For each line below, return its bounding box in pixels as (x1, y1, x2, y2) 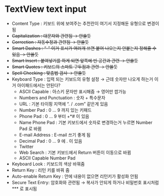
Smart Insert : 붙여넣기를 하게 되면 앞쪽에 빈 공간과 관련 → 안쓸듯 (11, 57, 138, 63)
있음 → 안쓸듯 (11, 51, 39, 57)
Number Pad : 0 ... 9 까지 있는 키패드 (19, 107, 92, 113)
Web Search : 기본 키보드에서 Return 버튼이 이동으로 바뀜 (19, 149, 131, 155)
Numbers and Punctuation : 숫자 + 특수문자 (19, 95, 106, 100)
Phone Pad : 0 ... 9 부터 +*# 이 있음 (19, 113, 89, 119)
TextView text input (4, 3, 87, 15)
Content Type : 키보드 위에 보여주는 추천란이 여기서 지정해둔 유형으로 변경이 (11, 20, 160, 26)
